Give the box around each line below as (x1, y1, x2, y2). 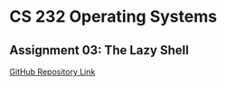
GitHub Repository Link (9, 66, 96, 77)
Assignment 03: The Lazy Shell (9, 43, 190, 58)
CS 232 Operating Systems (9, 6, 218, 27)
